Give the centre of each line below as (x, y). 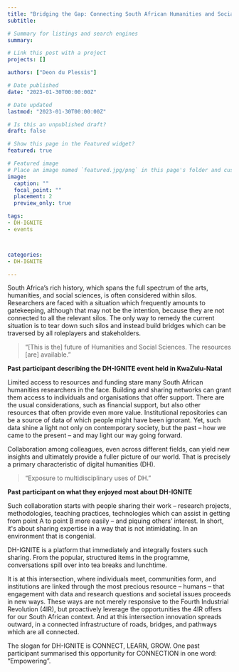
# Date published (33, 86)
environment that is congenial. (52, 536)
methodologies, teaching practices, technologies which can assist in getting (119, 514)
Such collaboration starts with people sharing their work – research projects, (119, 506)
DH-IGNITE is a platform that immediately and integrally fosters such (108, 550)
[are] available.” (48, 355)
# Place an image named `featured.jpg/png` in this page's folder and (114, 170)
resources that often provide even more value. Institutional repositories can (117, 413)
